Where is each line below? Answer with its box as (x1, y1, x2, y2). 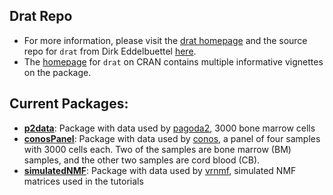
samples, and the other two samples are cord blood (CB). (23, 154, 261, 166)
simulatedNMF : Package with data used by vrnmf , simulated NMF (23, 164, 297, 176)
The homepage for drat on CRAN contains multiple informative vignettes (23, 55, 324, 68)
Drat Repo (9, 8, 73, 25)
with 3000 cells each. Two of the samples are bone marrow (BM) (23, 143, 292, 155)
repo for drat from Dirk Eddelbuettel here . (23, 45, 197, 57)
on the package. (23, 66, 92, 78)
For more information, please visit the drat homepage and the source (23, 34, 308, 46)
